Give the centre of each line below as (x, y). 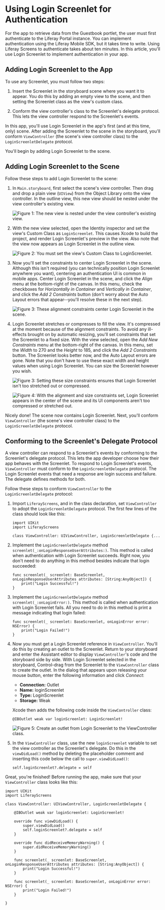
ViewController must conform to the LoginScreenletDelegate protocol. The (81, 469)
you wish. (22, 371)
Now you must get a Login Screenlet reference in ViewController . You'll (85, 644)
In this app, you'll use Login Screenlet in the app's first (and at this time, (78, 126)
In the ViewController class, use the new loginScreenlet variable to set (84, 743)
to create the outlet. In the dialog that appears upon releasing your (80, 670)
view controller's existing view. (43, 203)
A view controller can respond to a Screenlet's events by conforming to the (81, 453)
